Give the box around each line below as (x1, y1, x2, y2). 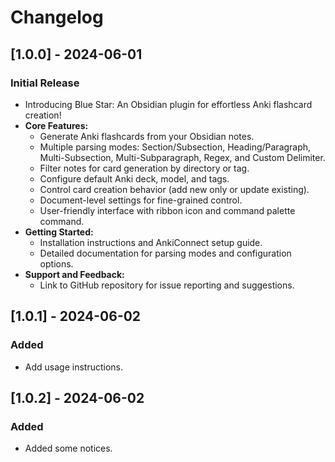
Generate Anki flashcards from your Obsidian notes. (39, 130, 255, 142)
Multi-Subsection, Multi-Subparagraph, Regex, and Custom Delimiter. (39, 151, 326, 163)
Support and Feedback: (24, 268, 125, 280)
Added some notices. (24, 442, 113, 455)
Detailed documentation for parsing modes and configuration (39, 247, 292, 259)
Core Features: (24, 119, 89, 131)
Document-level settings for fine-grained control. (39, 194, 243, 206)
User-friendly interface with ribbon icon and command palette (39, 204, 296, 216)
